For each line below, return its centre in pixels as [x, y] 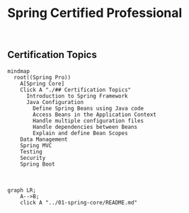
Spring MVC [36, 145]
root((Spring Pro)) [42, 77]
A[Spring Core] [42, 84]
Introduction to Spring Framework [77, 96]
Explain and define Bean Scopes [81, 133]
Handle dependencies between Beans [85, 127]
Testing [31, 151]
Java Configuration [55, 102]
